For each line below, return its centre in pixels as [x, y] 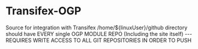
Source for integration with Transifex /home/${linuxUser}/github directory [97, 27]
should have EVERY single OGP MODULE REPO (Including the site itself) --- [99, 33]
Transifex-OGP [43, 11]
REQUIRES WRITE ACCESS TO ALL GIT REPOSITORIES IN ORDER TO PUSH [99, 40]
